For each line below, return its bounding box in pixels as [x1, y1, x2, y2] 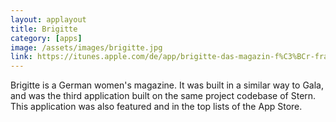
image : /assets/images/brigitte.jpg [10, 42, 163, 53]
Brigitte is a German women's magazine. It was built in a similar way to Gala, [10, 79, 324, 91]
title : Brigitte [10, 24, 78, 34]
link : [10, 52, 33, 62]
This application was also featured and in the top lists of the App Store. [10, 101, 303, 113]
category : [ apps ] [10, 33, 83, 43]
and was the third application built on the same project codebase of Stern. [10, 90, 317, 102]
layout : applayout [10, 14, 87, 25]
